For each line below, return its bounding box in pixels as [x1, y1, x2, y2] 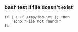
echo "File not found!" [13, 19, 62, 24]
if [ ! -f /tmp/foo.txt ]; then [4, 15, 70, 20]
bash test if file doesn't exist [4, 4, 73, 11]
